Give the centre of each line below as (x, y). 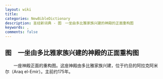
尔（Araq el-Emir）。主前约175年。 (39, 71)
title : (12, 14)
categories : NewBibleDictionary (38, 18)
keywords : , (17, 28)
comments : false (21, 32)
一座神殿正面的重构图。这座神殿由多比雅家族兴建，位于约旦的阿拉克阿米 (86, 65)
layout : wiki (18, 9)
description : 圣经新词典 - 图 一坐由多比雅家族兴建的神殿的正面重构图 (69, 23)
